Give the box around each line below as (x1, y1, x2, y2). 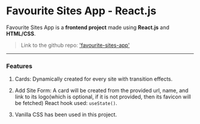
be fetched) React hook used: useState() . (14, 100, 118, 107)
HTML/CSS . (6, 30, 36, 37)
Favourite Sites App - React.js (6, 4, 157, 18)
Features (6, 62, 33, 70)
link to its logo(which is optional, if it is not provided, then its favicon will (14, 93, 192, 100)
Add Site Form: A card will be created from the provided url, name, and (14, 87, 189, 94)
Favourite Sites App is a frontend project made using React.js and (6, 24, 170, 31)
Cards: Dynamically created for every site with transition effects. (14, 75, 173, 82)
